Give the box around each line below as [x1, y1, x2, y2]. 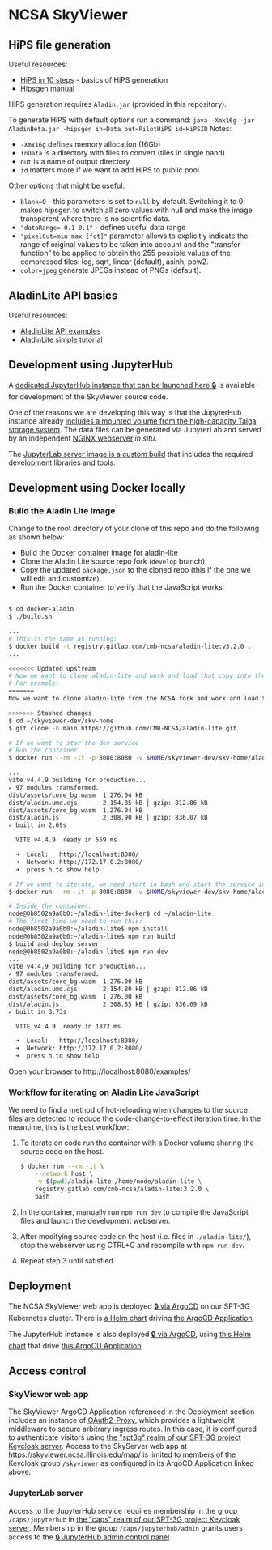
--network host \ [35, 1170, 93, 1178]
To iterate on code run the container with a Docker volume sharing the [19, 1138, 255, 1148]
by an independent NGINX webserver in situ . [8, 433, 158, 443]
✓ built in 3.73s [8, 1007, 67, 1016]
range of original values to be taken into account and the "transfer [19, 240, 241, 249]
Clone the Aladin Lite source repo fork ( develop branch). [19, 556, 208, 566]
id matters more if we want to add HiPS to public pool [19, 165, 200, 175]
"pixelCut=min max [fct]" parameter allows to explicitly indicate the [19, 231, 249, 241]
